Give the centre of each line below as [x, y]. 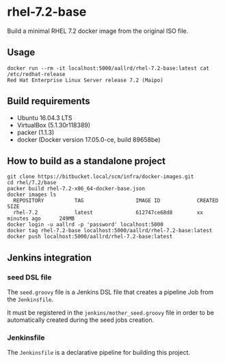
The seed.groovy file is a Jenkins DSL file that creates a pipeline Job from [110, 292]
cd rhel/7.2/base [32, 183]
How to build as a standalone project [87, 161]
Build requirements [49, 101]
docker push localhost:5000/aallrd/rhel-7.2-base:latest [90, 237]
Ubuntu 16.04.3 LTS [44, 118]
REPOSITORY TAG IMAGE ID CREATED [116, 201]
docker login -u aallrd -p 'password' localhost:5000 [85, 225]
